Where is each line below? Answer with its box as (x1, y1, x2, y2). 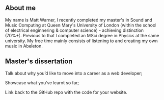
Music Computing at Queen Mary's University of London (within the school (5, 22, 157, 28)
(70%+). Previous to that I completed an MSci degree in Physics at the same (5, 32, 160, 38)
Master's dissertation (5, 57, 73, 66)
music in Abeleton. (5, 43, 43, 49)
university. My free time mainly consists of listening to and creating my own (5, 38, 158, 44)
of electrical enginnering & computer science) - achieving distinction (5, 27, 144, 33)
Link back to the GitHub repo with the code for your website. (5, 89, 128, 95)
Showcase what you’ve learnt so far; (5, 79, 80, 85)
